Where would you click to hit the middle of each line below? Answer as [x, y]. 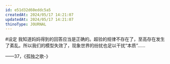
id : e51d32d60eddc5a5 [28, 10]
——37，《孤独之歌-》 [28, 56]
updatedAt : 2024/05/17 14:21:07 [39, 19]
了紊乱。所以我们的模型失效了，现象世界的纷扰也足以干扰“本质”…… [75, 46]
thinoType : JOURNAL [26, 24]
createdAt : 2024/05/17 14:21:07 [39, 15]
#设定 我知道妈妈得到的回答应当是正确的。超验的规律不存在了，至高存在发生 [85, 39]
